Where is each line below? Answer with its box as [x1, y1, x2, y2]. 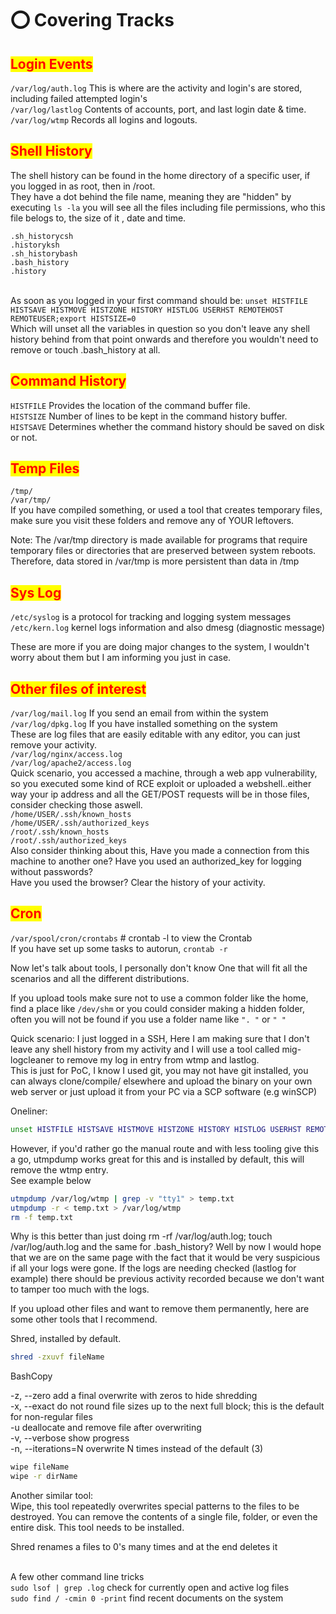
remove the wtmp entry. [10, 1163, 109, 1176]
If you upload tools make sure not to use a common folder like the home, [10, 992, 309, 1004]
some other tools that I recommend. [10, 1313, 158, 1326]
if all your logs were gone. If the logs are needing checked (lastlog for [10, 1262, 297, 1274]
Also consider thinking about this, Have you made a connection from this [10, 845, 310, 857]
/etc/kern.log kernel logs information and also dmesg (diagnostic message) [10, 622, 326, 634]
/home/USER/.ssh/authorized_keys [10, 818, 150, 829]
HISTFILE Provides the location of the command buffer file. [10, 399, 251, 411]
